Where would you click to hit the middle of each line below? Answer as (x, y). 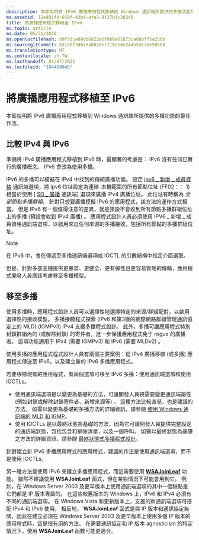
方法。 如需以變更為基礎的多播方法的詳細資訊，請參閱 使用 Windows (98, 409)
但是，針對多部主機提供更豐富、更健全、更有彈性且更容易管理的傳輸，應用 (97, 268)
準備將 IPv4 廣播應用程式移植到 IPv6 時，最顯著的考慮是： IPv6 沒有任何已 (97, 159)
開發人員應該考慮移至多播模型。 (50, 276)
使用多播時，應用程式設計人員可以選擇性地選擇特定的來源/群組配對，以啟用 (98, 311)
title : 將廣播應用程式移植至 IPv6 (44, 23)
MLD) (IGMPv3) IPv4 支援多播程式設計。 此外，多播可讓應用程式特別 (107, 326)
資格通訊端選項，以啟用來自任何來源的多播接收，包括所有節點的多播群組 (99, 224)
